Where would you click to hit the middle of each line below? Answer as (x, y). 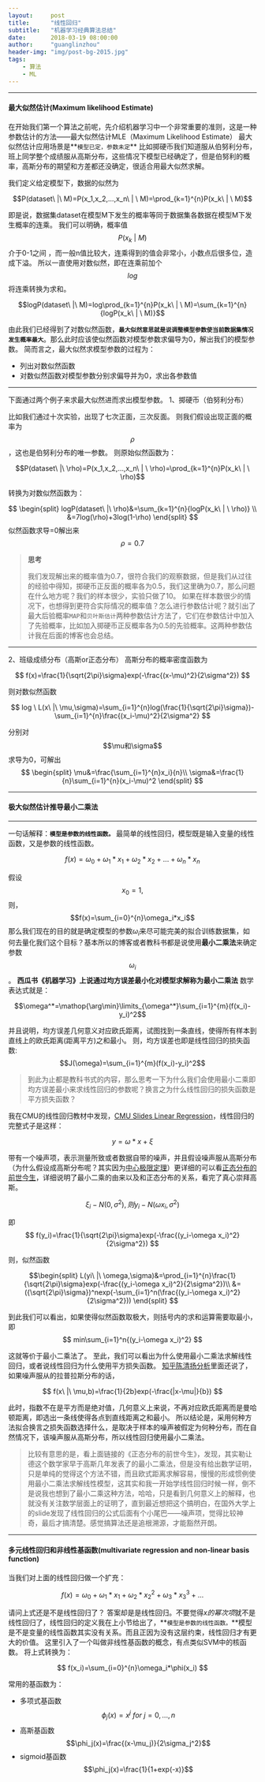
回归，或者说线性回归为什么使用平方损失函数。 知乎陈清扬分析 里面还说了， (130, 1366)
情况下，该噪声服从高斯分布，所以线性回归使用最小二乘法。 (112, 1437)
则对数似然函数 (32, 692)
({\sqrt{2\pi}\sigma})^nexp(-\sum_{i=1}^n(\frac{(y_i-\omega (121, 1292)
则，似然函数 (29, 1260)
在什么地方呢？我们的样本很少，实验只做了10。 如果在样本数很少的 (136, 595)
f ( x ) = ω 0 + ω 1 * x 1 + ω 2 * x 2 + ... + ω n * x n (132, 860)
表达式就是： (29, 990)
